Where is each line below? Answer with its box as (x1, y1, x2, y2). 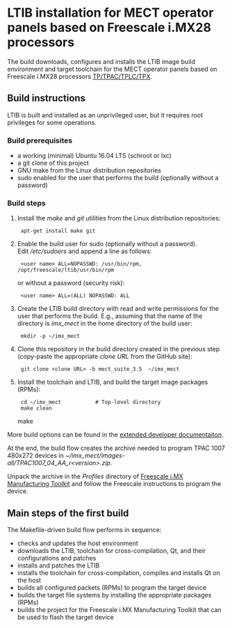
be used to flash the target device (17, 613, 115, 622)
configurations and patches (17, 554, 97, 563)
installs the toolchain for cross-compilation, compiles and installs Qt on (17, 569, 220, 577)
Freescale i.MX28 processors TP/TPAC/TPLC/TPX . (7, 72, 153, 81)
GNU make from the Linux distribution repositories (17, 166, 162, 175)
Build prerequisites (7, 136, 73, 145)
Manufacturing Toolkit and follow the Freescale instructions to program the (7, 480, 222, 488)
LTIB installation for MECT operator (7, 5, 214, 21)
